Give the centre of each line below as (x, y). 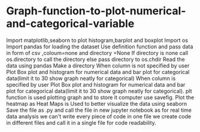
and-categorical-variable (70, 24)
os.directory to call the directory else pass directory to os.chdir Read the (96, 59)
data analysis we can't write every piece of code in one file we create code (99, 116)
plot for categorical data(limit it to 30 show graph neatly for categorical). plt (99, 91)
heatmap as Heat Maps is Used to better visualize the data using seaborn (97, 103)
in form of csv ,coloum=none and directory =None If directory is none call (97, 53)
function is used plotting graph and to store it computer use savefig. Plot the (100, 97)
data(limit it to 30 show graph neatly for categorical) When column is (91, 78)
